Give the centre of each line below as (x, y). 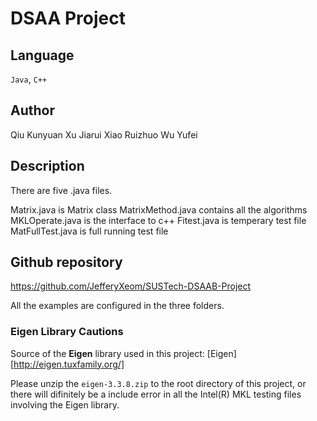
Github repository (66, 262)
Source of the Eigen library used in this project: (107, 353)
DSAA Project (68, 18)
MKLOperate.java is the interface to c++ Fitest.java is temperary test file (158, 220)
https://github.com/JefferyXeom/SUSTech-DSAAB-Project (131, 286)
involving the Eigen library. (65, 404)
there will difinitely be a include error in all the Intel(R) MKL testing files (156, 394)
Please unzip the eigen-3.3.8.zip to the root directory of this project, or (158, 383)
